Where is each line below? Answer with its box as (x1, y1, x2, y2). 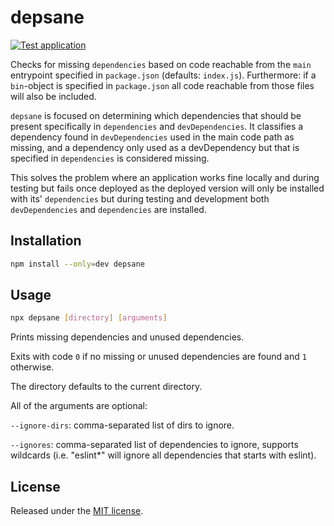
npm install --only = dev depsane (10, 259, 145, 269)
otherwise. (10, 361, 55, 373)
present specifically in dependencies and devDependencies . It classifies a (10, 120, 304, 132)
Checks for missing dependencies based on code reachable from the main (10, 58, 312, 70)
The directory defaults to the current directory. (10, 381, 203, 393)
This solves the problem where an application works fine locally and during (10, 171, 320, 183)
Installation (10, 232, 82, 250)
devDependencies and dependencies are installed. (10, 203, 207, 215)
